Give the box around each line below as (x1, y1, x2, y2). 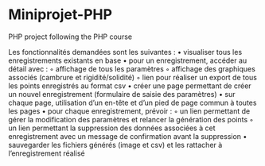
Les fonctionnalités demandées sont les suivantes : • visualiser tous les (8, 47, 243, 56)
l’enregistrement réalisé (8, 149, 85, 158)
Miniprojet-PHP (8, 6, 113, 24)
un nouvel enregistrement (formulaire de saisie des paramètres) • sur (8, 89, 236, 98)
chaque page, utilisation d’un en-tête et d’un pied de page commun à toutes (8, 98, 257, 107)
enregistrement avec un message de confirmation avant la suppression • (8, 131, 247, 141)
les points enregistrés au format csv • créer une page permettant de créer (8, 81, 252, 91)
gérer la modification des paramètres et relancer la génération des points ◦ (8, 114, 254, 124)
